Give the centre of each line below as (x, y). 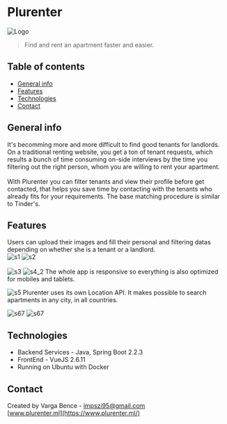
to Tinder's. (24, 203)
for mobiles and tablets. (41, 279)
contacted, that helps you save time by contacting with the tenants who (110, 189)
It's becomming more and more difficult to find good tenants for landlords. (113, 144)
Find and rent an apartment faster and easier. (89, 45)
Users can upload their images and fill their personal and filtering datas (109, 242)
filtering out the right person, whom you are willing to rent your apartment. (114, 166)
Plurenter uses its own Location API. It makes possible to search (115, 292)
